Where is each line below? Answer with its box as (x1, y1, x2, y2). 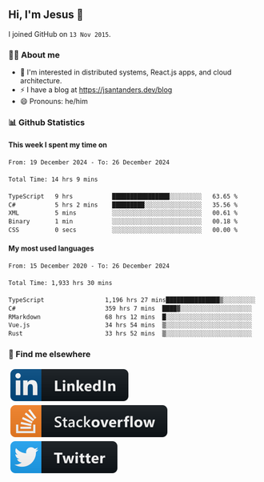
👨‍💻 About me (8, 49, 60, 60)
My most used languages (8, 243, 94, 253)
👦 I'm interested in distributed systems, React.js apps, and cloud (19, 67, 232, 77)
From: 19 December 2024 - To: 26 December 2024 (8, 159, 170, 167)
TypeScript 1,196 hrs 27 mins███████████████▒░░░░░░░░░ (8, 295, 256, 304)
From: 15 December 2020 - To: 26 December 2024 (8, 262, 170, 271)
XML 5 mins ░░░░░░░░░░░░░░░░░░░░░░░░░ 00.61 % (8, 209, 238, 217)
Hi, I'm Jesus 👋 (8, 8, 84, 22)
